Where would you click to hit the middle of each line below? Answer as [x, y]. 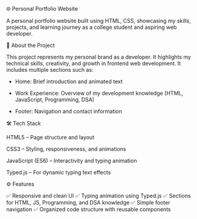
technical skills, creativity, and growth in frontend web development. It [94, 63]
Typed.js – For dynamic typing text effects [59, 172]
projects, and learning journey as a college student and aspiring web [92, 27]
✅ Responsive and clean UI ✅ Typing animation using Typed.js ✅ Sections [99, 196]
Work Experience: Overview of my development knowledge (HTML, [99, 93]
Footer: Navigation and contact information [69, 111]
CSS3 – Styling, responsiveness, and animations [66, 149]
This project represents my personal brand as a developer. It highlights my [99, 57]
